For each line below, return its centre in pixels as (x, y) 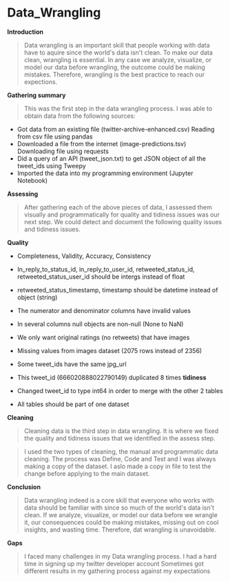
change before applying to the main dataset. (87, 473)
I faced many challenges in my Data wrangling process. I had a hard (120, 556)
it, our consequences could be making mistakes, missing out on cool (121, 522)
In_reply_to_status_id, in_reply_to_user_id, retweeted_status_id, (106, 269)
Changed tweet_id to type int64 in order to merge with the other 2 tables (120, 390)
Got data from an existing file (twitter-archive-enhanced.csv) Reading (116, 129)
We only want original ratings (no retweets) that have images (103, 337)
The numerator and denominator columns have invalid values (104, 310)
